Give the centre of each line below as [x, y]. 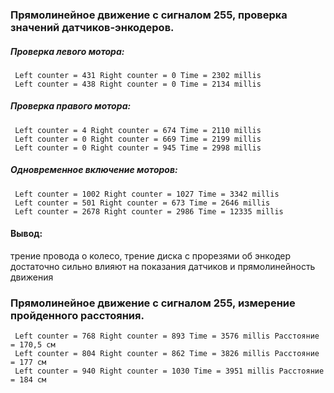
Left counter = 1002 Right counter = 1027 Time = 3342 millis [147, 194]
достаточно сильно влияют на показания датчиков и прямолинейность [163, 267]
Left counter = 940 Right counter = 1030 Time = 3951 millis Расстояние [169, 371]
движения [32, 277]
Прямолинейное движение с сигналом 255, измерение [153, 303]
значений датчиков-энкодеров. [92, 27]
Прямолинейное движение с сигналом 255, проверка [149, 15]
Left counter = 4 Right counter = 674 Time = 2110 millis [138, 130]
